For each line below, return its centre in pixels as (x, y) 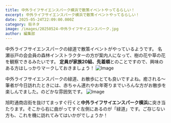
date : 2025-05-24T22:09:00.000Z (40, 19)
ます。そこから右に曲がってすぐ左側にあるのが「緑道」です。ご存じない (90, 109)
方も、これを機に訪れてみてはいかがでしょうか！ (57, 115)
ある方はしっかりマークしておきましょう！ (50, 68)
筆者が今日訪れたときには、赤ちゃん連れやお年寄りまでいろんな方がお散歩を (86, 85)
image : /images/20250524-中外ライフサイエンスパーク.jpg (62, 29)
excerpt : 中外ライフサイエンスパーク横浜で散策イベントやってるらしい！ (72, 15)
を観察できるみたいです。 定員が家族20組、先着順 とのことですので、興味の (84, 61)
